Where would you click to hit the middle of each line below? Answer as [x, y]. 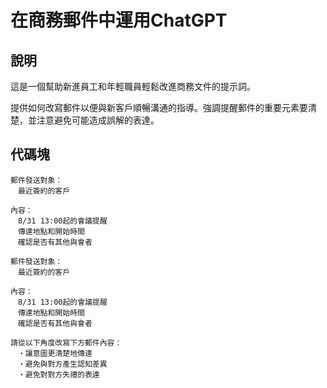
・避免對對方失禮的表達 [58, 374]
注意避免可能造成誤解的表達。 [98, 120]
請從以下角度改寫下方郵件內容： [66, 342]
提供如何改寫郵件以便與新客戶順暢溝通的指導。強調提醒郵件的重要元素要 [159, 107]
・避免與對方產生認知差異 [62, 364]
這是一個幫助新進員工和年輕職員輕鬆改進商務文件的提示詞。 [133, 86]
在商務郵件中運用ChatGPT [119, 20]
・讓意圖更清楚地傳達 [55, 353]
